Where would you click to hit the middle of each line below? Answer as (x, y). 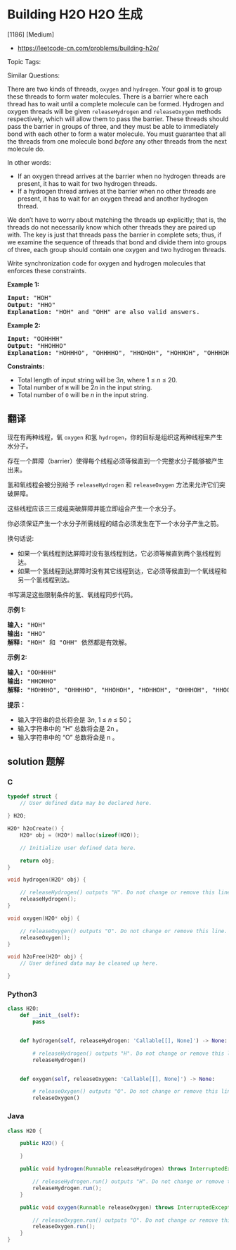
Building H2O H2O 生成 (75, 14)
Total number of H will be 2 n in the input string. (85, 387)
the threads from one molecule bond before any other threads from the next (117, 141)
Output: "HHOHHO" (37, 345)
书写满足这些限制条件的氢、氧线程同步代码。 (72, 594)
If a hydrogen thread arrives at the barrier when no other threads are (117, 191)
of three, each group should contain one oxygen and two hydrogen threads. (117, 249)
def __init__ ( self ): (50, 1015)
